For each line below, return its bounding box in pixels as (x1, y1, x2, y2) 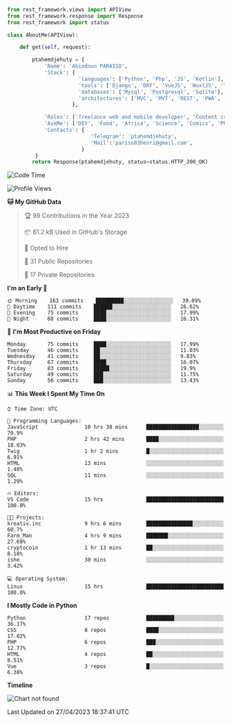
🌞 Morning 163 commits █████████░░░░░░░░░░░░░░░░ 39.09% (7, 297, 202, 304)
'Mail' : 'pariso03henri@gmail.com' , (90, 139, 193, 146)
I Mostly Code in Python (7, 602, 77, 610)
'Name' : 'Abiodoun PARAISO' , (43, 63, 128, 70)
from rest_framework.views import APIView (7, 6, 131, 13)
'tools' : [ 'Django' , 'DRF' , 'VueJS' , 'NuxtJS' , (78, 82, 217, 89)
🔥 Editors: (7, 490, 39, 497)
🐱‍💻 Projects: (7, 514, 45, 522)
